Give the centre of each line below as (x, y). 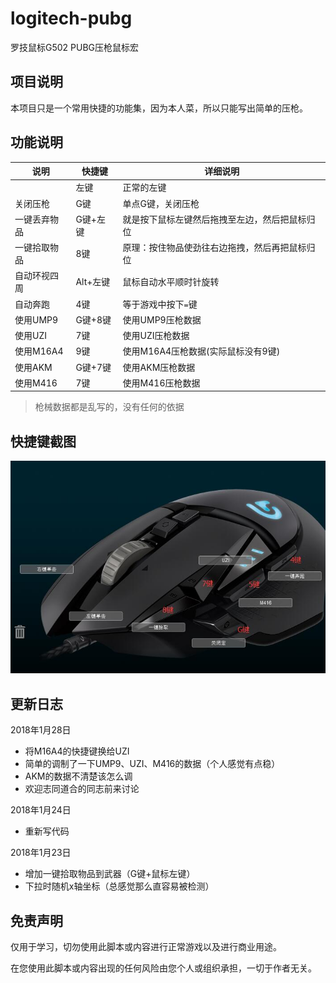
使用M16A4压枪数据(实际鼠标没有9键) (201, 351)
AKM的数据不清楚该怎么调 (78, 776)
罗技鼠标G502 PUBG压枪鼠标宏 (75, 47)
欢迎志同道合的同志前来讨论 (82, 789)
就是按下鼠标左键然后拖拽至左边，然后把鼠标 (214, 219)
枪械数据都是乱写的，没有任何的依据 (109, 407)
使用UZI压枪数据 (156, 336)
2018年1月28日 (41, 730)
